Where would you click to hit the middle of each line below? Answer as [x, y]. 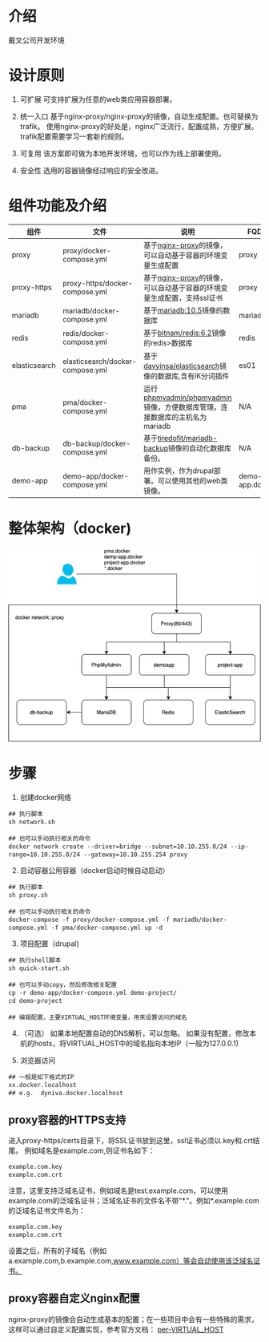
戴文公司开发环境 [36, 40]
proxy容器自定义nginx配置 [74, 1298]
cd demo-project [35, 1001]
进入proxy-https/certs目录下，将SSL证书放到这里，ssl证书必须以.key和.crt [131, 1141]
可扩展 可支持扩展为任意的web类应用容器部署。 [98, 99]
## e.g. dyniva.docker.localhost [66, 1093]
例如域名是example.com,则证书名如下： [89, 1150]
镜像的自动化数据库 [200, 448]
